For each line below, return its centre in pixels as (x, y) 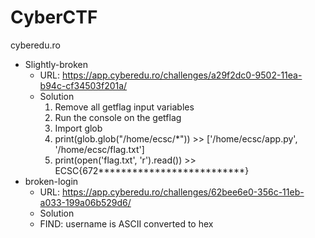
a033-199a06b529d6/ (85, 202)
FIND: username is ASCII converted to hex (126, 223)
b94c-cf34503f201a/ (83, 85)
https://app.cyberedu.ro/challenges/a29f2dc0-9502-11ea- (182, 75)
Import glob (78, 128)
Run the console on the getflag (118, 117)
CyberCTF (54, 17)
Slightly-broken (56, 64)
